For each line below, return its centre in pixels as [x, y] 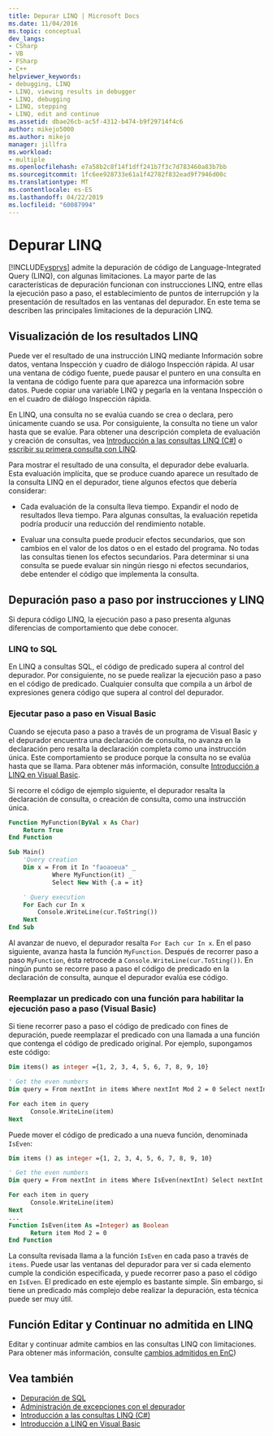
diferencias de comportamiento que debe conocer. [93, 628]
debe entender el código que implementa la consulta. [109, 575]
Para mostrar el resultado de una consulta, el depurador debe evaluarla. [129, 465]
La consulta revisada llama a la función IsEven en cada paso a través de [129, 1256]
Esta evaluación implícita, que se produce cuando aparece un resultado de [133, 474]
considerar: [28, 491]
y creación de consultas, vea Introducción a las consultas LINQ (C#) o [126, 440]
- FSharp [23, 62]
